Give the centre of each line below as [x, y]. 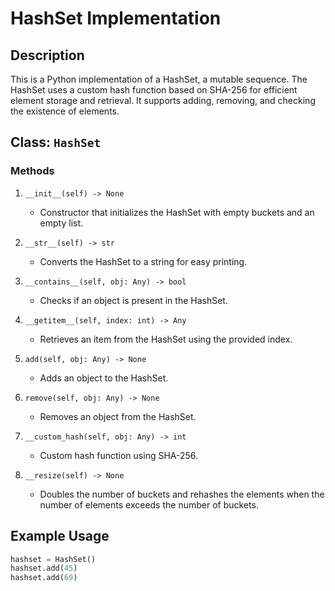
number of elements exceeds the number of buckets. [149, 504]
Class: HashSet [56, 142]
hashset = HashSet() [53, 559]
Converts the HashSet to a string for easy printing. [143, 261]
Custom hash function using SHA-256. [119, 455]
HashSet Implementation [116, 18]
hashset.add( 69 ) [44, 578]
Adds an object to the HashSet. [104, 378]
